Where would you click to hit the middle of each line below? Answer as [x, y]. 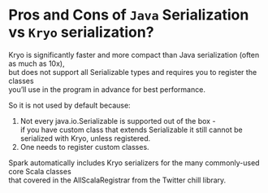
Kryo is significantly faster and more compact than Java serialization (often [134, 55]
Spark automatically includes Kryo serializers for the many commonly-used [134, 162]
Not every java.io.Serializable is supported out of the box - [118, 121]
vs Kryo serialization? [81, 32]
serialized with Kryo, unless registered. [85, 138]
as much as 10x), [37, 64]
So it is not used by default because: [70, 105]
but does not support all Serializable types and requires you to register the [133, 72]
